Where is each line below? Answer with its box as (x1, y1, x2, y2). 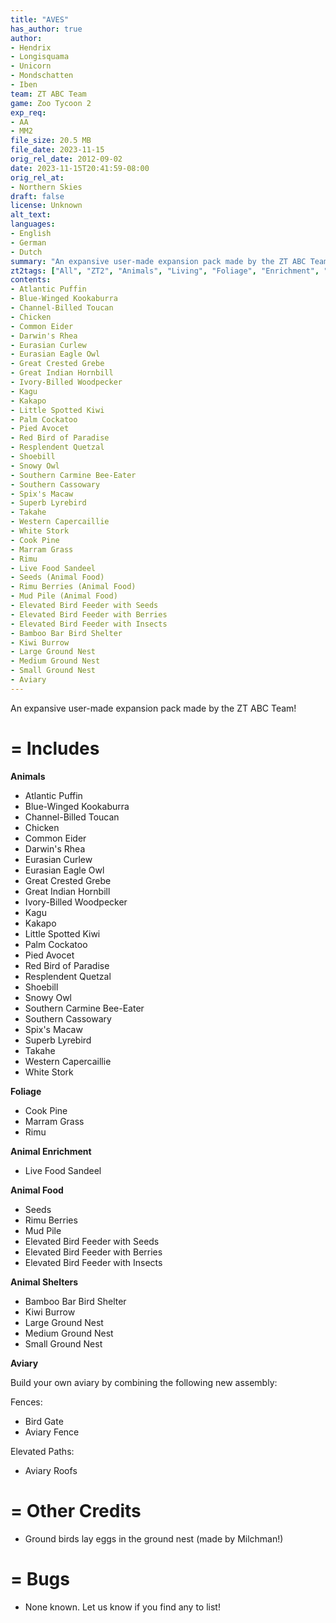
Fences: (10, 1396, 43, 1408)
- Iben (10, 80, 38, 90)
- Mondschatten (10, 71, 74, 81)
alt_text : (10, 210, 52, 220)
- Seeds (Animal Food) (10, 572, 105, 583)
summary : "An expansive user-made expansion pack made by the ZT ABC (10, 256, 307, 266)
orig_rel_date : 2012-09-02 (10, 154, 123, 164)
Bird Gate (24, 1415, 64, 1427)
